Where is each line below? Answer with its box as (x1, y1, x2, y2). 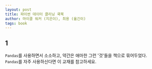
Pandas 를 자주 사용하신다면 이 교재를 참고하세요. (5, 59, 97, 65)
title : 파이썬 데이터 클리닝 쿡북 (5, 12, 64, 17)
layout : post (5, 7, 32, 12)
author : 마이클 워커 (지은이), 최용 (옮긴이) (5, 16, 86, 21)
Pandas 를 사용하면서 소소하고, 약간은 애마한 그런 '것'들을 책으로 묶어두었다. (5, 52, 148, 59)
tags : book (5, 21, 27, 26)
